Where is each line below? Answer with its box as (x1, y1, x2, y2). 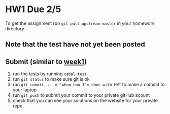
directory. (5, 25, 25, 31)
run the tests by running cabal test (12, 71, 87, 77)
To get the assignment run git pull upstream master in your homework (5, 20, 155, 26)
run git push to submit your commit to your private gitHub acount (12, 92, 150, 98)
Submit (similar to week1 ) (5, 57, 87, 66)
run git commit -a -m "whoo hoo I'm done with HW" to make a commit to (12, 82, 165, 88)
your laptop (12, 87, 37, 93)
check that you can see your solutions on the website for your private (12, 97, 158, 104)
